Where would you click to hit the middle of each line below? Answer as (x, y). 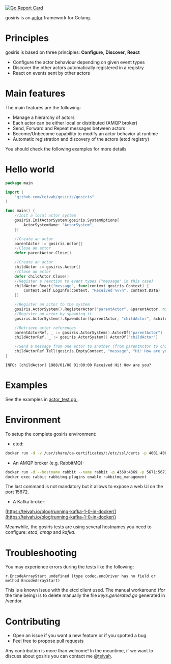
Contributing (33, 622)
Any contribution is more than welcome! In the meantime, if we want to (79, 651)
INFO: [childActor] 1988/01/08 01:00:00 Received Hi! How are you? (78, 365)
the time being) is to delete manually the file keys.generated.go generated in (85, 595)
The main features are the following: (43, 107)
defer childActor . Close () (42, 276)
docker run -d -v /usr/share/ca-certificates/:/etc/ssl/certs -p (76, 453)
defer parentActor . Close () (43, 253)
